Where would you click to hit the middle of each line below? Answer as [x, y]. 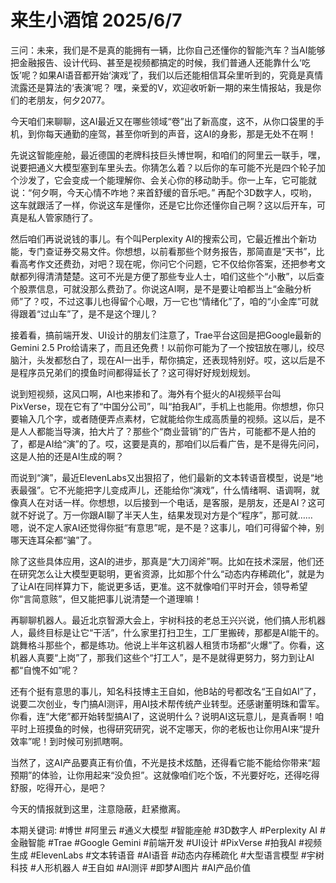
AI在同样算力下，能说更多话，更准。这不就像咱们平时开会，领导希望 [167, 586]
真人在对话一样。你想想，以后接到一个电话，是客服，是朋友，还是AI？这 [167, 502]
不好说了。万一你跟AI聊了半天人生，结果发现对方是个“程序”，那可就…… [165, 515]
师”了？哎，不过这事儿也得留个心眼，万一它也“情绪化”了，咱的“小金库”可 [160, 301]
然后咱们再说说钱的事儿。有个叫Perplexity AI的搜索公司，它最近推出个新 [159, 238]
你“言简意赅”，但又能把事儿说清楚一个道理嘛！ [106, 598]
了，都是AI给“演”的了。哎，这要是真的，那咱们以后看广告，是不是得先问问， [167, 443]
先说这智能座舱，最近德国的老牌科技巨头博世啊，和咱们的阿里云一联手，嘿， [168, 155]
